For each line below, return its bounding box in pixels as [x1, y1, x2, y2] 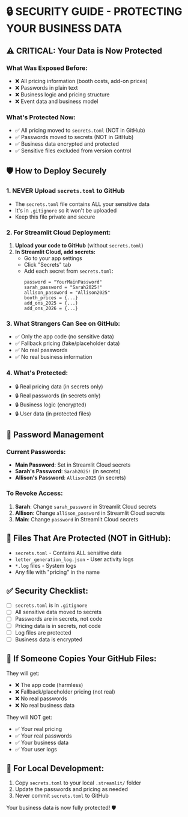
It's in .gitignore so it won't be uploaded [14, 207, 117, 214]
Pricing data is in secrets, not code [14, 622, 101, 629]
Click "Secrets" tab [23, 261, 71, 269]
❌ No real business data [14, 701, 75, 709]
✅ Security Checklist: [6, 585, 89, 596]
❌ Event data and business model [14, 98, 99, 105]
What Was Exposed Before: [6, 64, 88, 72]
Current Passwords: [6, 448, 66, 456]
